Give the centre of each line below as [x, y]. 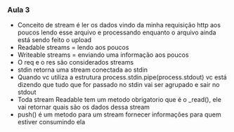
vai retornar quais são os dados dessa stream [83, 107]
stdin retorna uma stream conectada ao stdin [83, 70]
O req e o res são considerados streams [76, 62]
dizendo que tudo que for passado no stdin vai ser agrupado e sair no [118, 85]
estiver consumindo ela [51, 122]
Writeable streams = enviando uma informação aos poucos [103, 55]
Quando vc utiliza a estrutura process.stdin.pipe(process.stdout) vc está [122, 77]
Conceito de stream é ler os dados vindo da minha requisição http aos [119, 25]
